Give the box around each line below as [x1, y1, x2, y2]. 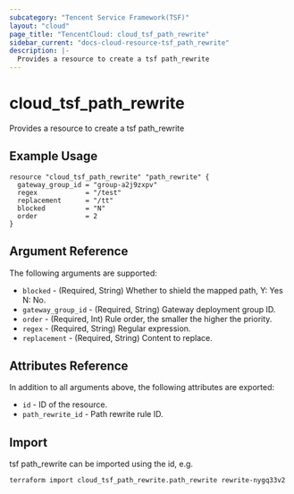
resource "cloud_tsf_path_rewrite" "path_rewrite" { [9, 172, 210, 182]
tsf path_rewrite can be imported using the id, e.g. [9, 458, 194, 470]
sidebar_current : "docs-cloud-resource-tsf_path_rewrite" [9, 38, 230, 47]
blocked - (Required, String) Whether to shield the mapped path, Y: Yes [21, 285, 283, 295]
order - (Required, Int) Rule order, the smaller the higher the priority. [21, 313, 273, 324]
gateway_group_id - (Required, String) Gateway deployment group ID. [21, 303, 276, 314]
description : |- [9, 47, 70, 55]
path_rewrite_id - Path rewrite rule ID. [21, 409, 164, 420]
